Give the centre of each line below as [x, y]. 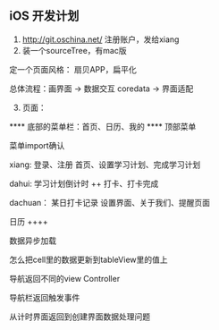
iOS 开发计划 [44, 16]
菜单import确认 [37, 145]
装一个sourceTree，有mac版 [74, 50]
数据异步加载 [33, 241]
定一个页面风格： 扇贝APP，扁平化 [73, 69]
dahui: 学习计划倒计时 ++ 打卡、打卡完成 [84, 183]
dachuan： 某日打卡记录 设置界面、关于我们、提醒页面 [109, 202]
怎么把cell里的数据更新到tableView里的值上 [88, 259]
